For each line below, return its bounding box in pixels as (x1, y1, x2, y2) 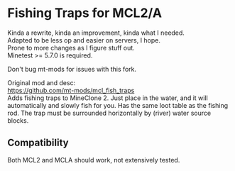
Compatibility (7, 137, 69, 149)
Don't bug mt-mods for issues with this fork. (7, 65, 137, 73)
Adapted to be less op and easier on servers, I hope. (7, 35, 161, 44)
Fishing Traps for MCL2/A (7, 5, 162, 21)
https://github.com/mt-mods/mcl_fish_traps (7, 86, 135, 94)
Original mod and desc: (7, 78, 76, 87)
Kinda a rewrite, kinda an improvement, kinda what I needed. (7, 28, 185, 37)
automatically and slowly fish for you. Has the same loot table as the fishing (7, 101, 229, 109)
